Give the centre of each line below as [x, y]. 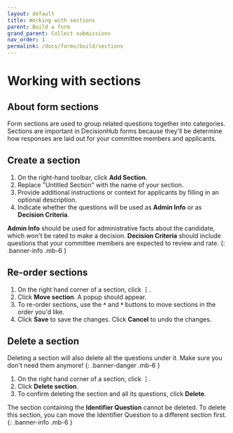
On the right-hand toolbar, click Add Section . [83, 177]
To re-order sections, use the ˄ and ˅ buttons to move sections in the [116, 304]
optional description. [47, 200]
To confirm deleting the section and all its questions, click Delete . [112, 394]
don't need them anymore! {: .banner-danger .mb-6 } [84, 366]
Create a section [44, 161]
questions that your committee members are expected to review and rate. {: [116, 243]
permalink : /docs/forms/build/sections [65, 46]
